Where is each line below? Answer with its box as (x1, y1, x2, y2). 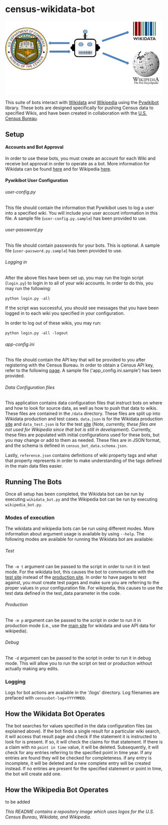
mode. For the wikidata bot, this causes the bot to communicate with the (5, 569, 154, 575)
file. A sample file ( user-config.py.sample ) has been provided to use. (5, 215, 147, 221)
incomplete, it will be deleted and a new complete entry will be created (5, 760, 151, 766)
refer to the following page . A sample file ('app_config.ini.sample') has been (5, 368, 161, 374)
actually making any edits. (5, 666, 59, 672)
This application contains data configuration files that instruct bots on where (5, 400, 162, 406)
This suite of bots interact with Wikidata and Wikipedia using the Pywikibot (5, 100, 159, 106)
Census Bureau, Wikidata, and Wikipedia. (5, 813, 91, 820)
